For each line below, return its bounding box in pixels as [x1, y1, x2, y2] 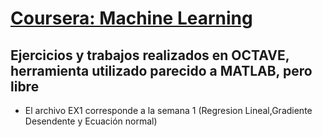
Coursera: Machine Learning [10, 7, 253, 30]
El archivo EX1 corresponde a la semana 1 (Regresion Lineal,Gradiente [24, 105, 313, 116]
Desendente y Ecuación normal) [24, 115, 158, 127]
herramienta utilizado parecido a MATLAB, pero [10, 62, 313, 79]
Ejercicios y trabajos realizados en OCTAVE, [10, 47, 290, 64]
